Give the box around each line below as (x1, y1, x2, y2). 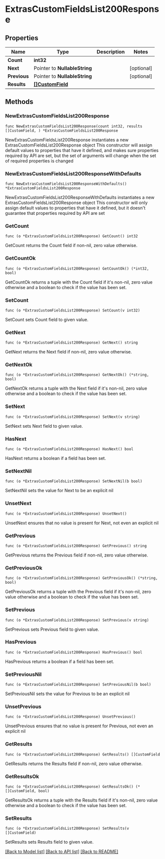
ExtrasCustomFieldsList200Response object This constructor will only (5, 200, 148, 205)
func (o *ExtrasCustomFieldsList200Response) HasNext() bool (5, 447, 134, 452)
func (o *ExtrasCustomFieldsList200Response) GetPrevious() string (5, 543, 147, 548)
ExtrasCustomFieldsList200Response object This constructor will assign (5, 142, 152, 148)
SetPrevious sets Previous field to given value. (5, 626, 100, 632)
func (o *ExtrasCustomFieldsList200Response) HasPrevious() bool (5, 650, 142, 655)
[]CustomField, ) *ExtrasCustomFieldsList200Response (5, 128, 119, 133)
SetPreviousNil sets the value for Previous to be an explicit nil (5, 691, 130, 697)
